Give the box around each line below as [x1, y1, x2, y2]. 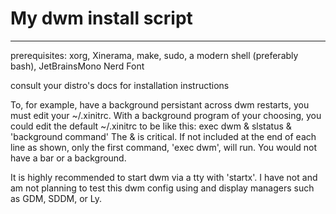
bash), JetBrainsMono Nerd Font [10, 60, 145, 72]
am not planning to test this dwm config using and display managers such [10, 182, 315, 194]
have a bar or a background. [10, 152, 127, 164]
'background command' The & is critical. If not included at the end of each [10, 130, 317, 142]
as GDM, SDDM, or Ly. [10, 192, 103, 204]
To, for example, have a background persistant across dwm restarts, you [10, 98, 310, 111]
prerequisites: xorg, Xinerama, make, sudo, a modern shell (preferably [10, 49, 299, 61]
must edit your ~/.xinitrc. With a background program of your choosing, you [10, 109, 322, 121]
